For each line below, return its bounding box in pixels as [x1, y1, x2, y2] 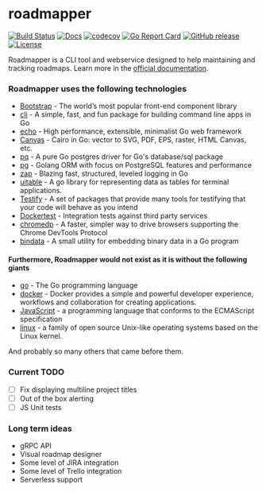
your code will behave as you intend [19, 203, 138, 212]
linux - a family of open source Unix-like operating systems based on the [19, 323, 258, 332]
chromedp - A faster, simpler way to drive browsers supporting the [19, 219, 239, 229]
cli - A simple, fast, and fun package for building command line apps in [19, 110, 252, 119]
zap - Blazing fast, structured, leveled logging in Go [19, 169, 189, 179]
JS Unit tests [19, 402, 62, 412]
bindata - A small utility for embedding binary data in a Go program [19, 236, 240, 246]
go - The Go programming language [19, 281, 138, 290]
